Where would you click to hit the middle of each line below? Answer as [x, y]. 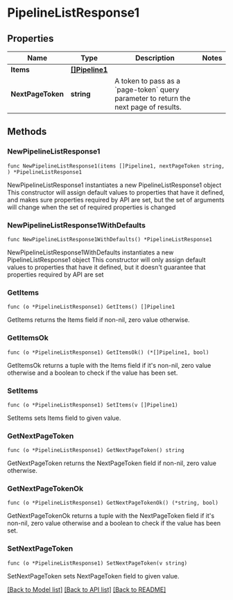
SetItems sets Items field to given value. [64, 418]
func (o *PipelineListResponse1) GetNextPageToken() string [96, 451]
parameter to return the [152, 98]
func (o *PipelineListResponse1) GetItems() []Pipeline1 [91, 307]
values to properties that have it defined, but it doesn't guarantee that [106, 267]
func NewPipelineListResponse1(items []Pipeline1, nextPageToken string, [116, 166]
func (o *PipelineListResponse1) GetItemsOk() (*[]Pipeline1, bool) [108, 352]
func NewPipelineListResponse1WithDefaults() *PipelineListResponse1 [110, 239]
